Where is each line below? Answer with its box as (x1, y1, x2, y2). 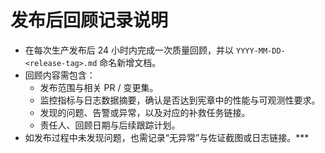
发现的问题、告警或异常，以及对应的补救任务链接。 (39, 106, 251, 118)
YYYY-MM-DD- (235, 46, 286, 56)
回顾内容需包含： (24, 69, 96, 81)
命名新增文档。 (99, 56, 162, 68)
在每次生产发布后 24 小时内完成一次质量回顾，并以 (24, 44, 235, 56)
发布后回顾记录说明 (10, 9, 169, 32)
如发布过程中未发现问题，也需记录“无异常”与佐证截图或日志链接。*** (24, 131, 310, 143)
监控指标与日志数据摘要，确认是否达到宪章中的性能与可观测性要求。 (39, 94, 321, 106)
